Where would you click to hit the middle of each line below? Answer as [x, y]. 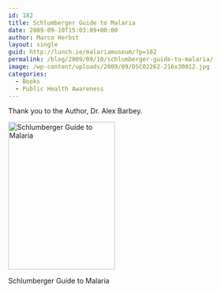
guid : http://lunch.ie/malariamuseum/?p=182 [82, 52]
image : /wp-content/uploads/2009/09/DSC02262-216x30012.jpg [109, 67]
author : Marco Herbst [44, 37]
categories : [28, 74]
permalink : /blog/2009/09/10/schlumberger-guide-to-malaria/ [111, 60]
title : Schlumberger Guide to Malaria [72, 23]
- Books [28, 81]
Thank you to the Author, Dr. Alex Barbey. [75, 111]
